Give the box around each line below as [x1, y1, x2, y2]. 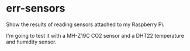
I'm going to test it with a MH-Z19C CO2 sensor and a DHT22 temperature [6, 32, 184, 39]
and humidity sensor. [6, 38, 57, 45]
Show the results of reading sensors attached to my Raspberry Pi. [6, 21, 165, 28]
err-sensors [6, 2, 65, 15]
